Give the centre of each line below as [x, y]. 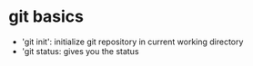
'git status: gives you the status [80, 51]
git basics [46, 17]
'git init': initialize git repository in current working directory [132, 42]
